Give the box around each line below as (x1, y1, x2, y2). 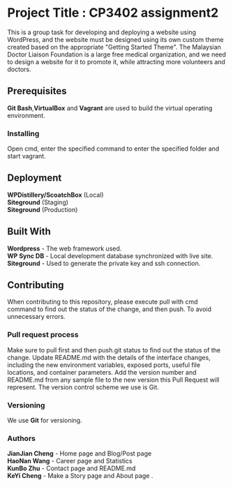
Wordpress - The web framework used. (7, 244, 122, 253)
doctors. (7, 65, 31, 73)
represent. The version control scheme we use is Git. (7, 382, 159, 391)
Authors (7, 434, 36, 443)
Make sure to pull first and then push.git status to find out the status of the (7, 345, 221, 354)
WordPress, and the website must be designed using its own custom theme (7, 35, 224, 43)
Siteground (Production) (7, 205, 78, 213)
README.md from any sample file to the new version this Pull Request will (7, 375, 220, 384)
